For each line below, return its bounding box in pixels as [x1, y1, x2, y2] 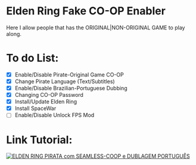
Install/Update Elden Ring [14, 98, 77, 105]
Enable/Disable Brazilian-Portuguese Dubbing [14, 85, 127, 91]
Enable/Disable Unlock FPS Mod [14, 112, 95, 119]
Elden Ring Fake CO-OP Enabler [6, 4, 166, 18]
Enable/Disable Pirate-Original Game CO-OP [14, 71, 124, 78]
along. [6, 30, 22, 37]
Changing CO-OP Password [14, 91, 83, 99]
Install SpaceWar [14, 105, 57, 112]
